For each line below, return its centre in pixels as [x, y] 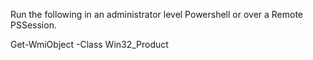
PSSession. [33, 25]
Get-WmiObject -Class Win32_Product [89, 44]
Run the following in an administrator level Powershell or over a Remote [157, 14]
